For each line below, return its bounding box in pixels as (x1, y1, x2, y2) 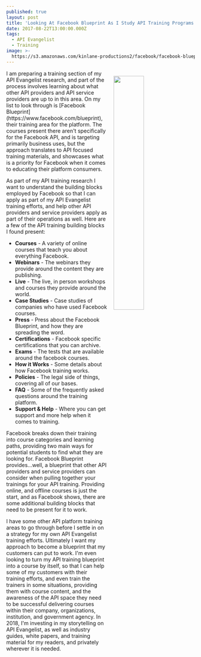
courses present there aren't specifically (6, 127, 106, 134)
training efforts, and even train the (6, 575, 90, 582)
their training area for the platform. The (6, 120, 102, 128)
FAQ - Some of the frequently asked (14, 386, 104, 393)
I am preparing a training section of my (6, 70, 102, 77)
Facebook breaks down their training (6, 429, 97, 436)
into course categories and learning (6, 436, 94, 443)
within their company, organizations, (6, 607, 96, 614)
